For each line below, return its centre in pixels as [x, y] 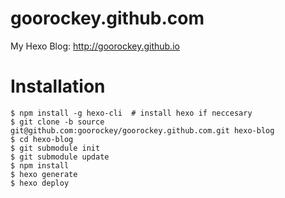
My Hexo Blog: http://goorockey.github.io [95, 46]
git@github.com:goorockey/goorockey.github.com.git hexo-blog [142, 130]
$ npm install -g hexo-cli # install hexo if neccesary [131, 113]
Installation [58, 86]
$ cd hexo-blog [42, 139]
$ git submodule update [60, 157]
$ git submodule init [55, 148]
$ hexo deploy [40, 183]
